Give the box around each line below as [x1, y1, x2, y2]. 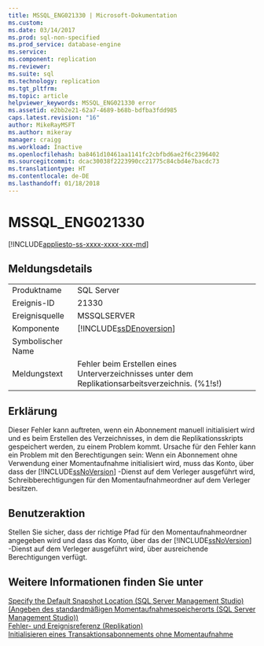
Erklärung [8, 404, 57, 417]
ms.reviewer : [8, 63, 51, 71]
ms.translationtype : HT [8, 165, 86, 173]
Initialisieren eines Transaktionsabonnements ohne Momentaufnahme [8, 629, 233, 639]
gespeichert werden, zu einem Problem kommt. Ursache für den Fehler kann [8, 442, 256, 452]
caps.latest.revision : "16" [8, 114, 101, 122]
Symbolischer [12, 336, 63, 347]
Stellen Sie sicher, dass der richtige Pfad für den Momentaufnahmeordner [8, 527, 247, 537]
